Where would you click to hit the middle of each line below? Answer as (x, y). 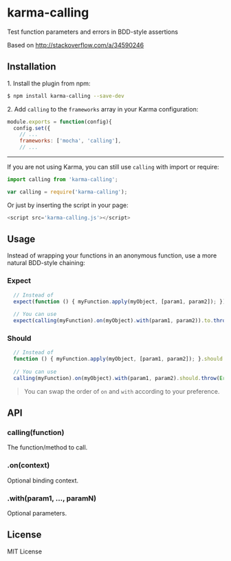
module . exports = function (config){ (59, 122)
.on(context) (29, 465)
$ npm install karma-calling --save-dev (66, 96)
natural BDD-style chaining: (46, 263)
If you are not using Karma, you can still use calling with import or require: (113, 167)
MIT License (25, 551)
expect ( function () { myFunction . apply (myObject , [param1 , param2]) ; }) (120, 301)
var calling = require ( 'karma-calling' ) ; (67, 192)
